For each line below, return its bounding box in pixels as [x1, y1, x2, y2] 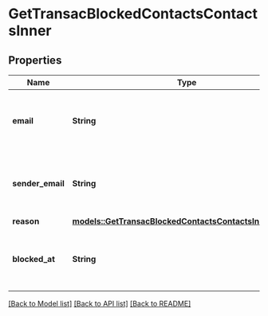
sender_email [12, 178, 65, 189]
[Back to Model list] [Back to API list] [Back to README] [8, 299, 191, 308]
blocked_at [12, 254, 56, 264]
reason [12, 216, 40, 227]
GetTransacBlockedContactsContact [8, 5, 258, 23]
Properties [8, 53, 62, 67]
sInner [8, 21, 52, 40]
